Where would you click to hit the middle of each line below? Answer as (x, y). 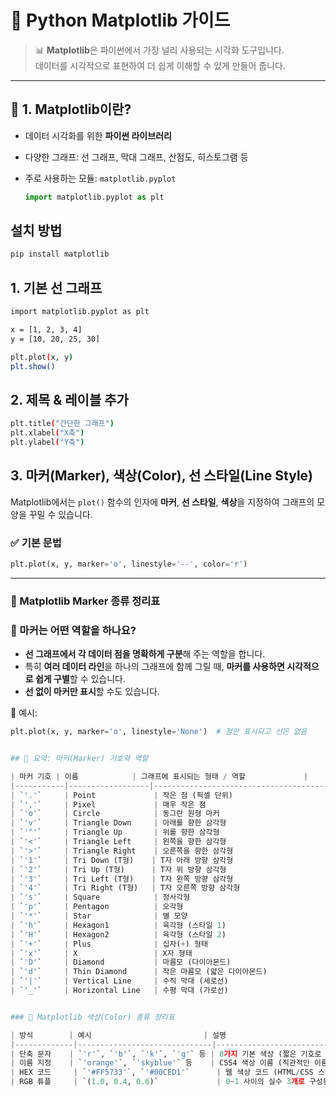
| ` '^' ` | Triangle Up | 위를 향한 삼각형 (115, 832)
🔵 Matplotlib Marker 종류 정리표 (85, 601)
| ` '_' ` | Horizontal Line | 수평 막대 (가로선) (119, 991)
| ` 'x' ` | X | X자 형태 (101, 953)
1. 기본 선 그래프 (56, 287)
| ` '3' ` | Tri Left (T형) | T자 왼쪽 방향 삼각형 (122, 879)
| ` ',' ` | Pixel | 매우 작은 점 (108, 804)
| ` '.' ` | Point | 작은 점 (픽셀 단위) (121, 795)
